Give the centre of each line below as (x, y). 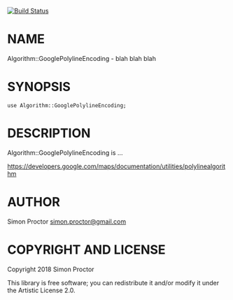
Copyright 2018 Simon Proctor (51, 269)
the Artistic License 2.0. (41, 290)
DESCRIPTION (49, 134)
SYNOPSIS (39, 87)
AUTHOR (34, 202)
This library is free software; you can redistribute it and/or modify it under (113, 282)
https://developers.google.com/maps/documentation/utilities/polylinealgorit (116, 166)
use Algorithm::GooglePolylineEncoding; (67, 105)
